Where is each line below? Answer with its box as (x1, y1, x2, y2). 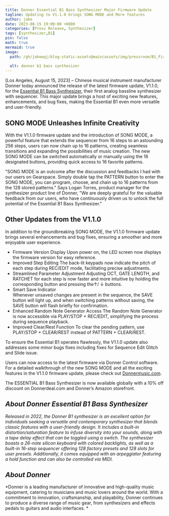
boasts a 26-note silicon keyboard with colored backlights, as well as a (5, 440, 153, 446)
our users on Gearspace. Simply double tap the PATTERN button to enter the (5, 174, 164, 180)
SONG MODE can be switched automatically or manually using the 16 (5, 153, 148, 159)
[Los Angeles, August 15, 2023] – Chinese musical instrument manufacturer (5, 78, 162, 84)
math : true (5, 40, 28, 45)
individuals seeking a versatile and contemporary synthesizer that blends (5, 418, 158, 424)
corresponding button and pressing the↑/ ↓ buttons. (12, 281, 122, 287)
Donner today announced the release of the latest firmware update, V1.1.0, (5, 83, 159, 89)
